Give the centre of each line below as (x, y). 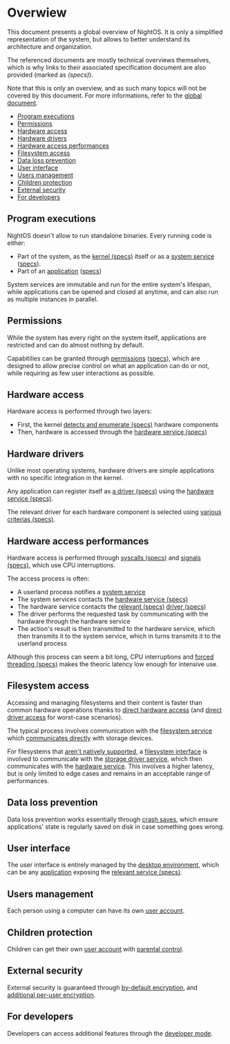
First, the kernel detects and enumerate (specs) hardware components (118, 425)
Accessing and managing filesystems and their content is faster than (105, 702)
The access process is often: (48, 578)
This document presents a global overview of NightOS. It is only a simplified (115, 32)
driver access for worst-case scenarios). (65, 717)
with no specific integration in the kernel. (65, 478)
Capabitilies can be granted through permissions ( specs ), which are (104, 358)
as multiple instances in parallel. (53, 299)
